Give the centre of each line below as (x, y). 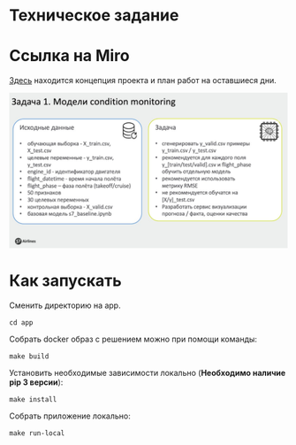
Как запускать (65, 281)
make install (33, 400)
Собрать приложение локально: (70, 416)
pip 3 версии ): (36, 382)
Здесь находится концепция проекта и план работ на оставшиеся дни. (143, 81)
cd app (21, 323)
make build (29, 357)
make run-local (37, 433)
